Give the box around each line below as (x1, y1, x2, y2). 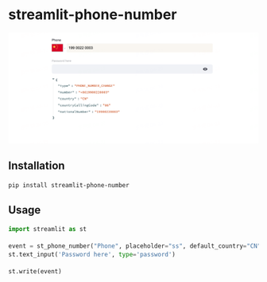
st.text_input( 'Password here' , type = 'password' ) (8, 251, 176, 259)
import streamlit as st (8, 225, 87, 233)
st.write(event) (8, 267, 62, 276)
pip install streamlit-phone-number (8, 181, 130, 189)
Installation (8, 159, 65, 173)
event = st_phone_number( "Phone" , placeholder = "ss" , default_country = (8, 242, 247, 250)
